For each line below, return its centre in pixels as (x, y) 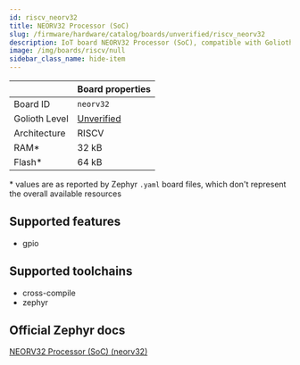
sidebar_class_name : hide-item (67, 59)
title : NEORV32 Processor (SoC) (69, 26)
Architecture (40, 133)
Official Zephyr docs (67, 331)
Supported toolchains (71, 272)
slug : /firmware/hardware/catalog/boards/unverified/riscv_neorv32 (137, 34)
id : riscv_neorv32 (43, 17)
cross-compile (49, 293)
